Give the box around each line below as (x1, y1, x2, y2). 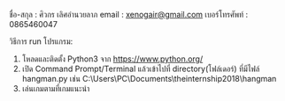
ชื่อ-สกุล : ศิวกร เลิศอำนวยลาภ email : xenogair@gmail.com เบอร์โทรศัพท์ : (9, 10, 249, 19)
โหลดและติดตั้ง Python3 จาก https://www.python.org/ (21, 54, 204, 64)
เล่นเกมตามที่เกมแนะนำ (21, 83, 90, 93)
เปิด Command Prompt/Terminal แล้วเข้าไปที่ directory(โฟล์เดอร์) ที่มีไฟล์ (21, 63, 260, 74)
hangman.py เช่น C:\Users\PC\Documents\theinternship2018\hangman (21, 74, 277, 83)
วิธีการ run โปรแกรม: (9, 36, 73, 47)
